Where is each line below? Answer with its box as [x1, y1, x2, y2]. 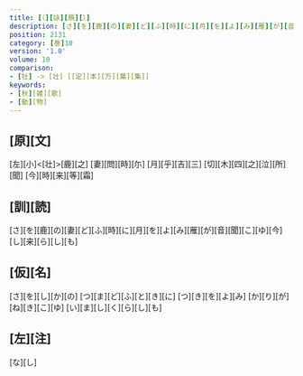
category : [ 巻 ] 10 [9, 38, 74, 48]
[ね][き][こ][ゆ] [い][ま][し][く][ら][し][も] [9, 302, 162, 313]
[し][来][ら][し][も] [9, 236, 78, 247]
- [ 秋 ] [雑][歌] [9, 89, 63, 98]
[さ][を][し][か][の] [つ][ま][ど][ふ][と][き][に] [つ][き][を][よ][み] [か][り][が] [9, 290, 290, 301]
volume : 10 [9, 55, 50, 64]
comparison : [9, 64, 54, 73]
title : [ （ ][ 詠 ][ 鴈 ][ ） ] [9, 13, 91, 23]
